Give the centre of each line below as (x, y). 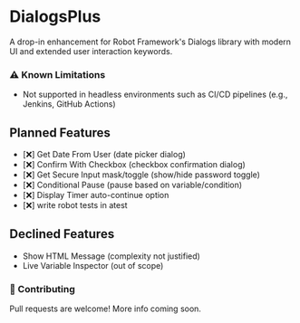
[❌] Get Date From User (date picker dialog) (104, 155)
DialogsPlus (55, 17)
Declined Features (62, 234)
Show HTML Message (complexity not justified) (111, 256)
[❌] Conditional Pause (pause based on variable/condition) (132, 185)
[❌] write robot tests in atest (75, 205)
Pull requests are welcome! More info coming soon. (106, 309)
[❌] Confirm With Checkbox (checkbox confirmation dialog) (134, 165)
